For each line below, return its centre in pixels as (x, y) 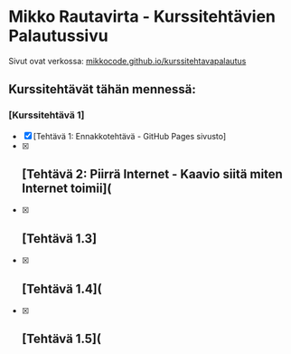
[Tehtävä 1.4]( (61, 288)
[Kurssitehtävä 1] (47, 115)
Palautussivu (59, 36)
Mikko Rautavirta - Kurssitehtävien (142, 17)
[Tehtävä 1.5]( (61, 339)
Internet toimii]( (66, 189)
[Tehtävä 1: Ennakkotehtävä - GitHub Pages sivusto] (130, 136)
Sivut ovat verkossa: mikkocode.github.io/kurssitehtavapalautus (127, 61)
